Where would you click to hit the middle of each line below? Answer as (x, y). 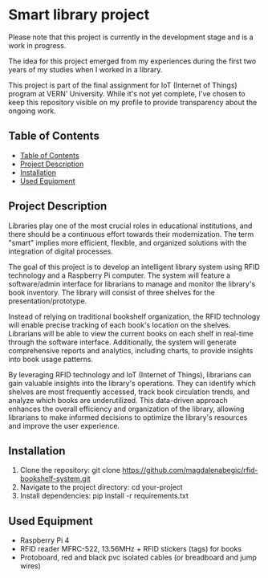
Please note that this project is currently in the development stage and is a (131, 37)
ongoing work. (32, 111)
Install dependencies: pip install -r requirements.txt (104, 496)
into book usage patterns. (51, 359)
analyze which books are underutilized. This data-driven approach (118, 400)
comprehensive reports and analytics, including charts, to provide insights (131, 350)
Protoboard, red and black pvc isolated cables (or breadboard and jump (138, 558)
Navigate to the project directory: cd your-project (101, 487)
